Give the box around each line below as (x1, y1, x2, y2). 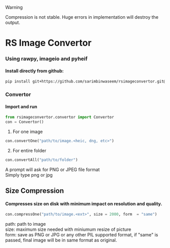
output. (5, 20, 20, 25)
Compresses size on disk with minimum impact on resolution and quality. (5, 200, 162, 206)
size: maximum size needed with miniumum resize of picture (5, 226, 132, 232)
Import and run (5, 103, 37, 109)
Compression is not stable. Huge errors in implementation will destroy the (5, 14, 158, 20)
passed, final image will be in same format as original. (5, 237, 117, 243)
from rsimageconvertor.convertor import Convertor (5, 115, 114, 120)
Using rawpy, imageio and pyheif (5, 55, 88, 62)
